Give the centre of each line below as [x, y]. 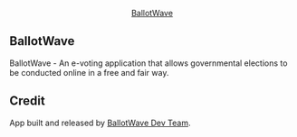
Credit [27, 101]
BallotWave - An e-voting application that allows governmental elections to [148, 63]
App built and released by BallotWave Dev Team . [100, 123]
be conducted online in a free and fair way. [89, 72]
